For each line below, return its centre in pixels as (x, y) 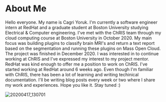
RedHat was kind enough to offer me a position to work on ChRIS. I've (76, 64)
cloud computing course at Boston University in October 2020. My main (79, 38)
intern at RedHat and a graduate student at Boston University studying (77, 27)
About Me (26, 9)
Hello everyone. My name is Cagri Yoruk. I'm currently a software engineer (81, 22)
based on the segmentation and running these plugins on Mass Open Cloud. (83, 48)
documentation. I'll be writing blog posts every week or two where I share (80, 80)
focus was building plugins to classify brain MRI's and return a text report (80, 43)
